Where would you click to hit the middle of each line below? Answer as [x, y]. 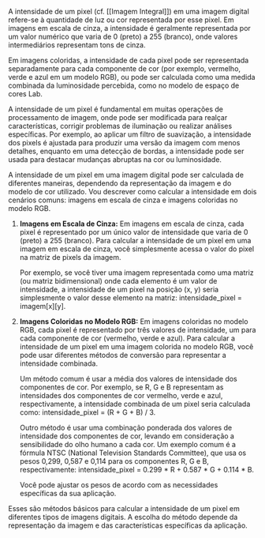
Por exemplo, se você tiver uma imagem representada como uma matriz [136, 273]
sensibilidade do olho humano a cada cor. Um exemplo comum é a [128, 444]
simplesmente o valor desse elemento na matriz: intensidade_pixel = [131, 298]
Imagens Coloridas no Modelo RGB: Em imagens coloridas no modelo [134, 322]
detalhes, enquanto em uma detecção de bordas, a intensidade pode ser [126, 151]
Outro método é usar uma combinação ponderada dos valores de [126, 427]
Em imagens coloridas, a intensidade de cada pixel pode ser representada [129, 60]
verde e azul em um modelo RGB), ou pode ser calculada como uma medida [132, 77]
